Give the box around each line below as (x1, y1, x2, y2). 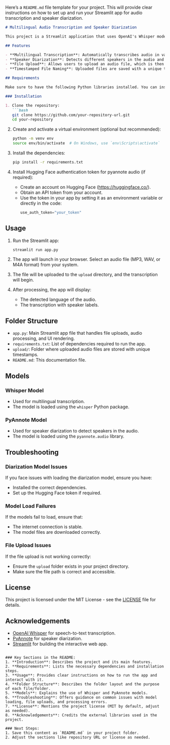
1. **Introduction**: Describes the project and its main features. (5, 659, 153, 665)
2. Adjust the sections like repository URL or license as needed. (5, 735, 151, 740)
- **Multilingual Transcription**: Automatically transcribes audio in (5, 52, 159, 57)
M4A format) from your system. (12, 262, 79, 268)
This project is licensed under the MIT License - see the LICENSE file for (5, 597, 156, 603)
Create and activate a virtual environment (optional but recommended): (12, 126, 161, 132)
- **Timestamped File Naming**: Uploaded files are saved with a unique (5, 66, 162, 71)
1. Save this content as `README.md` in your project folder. (5, 730, 139, 736)
